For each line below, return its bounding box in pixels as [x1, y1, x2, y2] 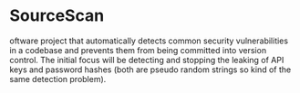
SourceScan [9, 5, 105, 26]
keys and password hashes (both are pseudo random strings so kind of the [9, 64, 292, 75]
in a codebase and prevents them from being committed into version [9, 44, 267, 55]
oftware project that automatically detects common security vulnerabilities [9, 35, 289, 46]
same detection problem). [9, 73, 107, 84]
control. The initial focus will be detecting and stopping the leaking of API [9, 54, 284, 65]
